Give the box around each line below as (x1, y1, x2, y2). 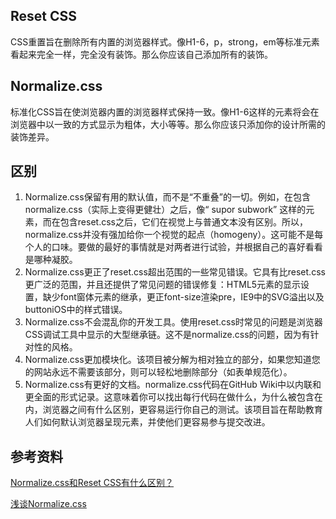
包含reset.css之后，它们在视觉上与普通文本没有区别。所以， (59, 216, 308, 228)
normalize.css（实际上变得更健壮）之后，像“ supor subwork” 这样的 (24, 204, 307, 216)
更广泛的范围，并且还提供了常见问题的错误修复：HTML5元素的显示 (24, 279, 302, 291)
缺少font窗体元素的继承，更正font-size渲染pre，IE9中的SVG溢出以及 (42, 291, 325, 303)
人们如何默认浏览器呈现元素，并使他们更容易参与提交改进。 (24, 416, 271, 428)
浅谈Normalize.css (10, 498, 87, 510)
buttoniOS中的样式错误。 (24, 304, 128, 316)
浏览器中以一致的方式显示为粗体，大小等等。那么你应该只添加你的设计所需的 (10, 118, 326, 130)
